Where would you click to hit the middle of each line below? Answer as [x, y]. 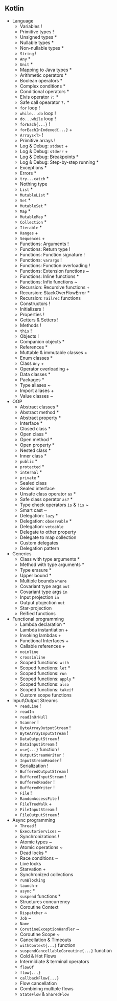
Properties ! [32, 314]
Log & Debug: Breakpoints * [49, 157]
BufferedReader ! [37, 782]
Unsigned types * [38, 37]
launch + [29, 885]
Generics [22, 553]
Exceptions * [33, 167]
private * [30, 477]
